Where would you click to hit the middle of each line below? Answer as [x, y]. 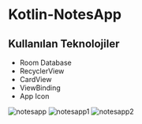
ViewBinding [40, 88]
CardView [35, 79]
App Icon [34, 96]
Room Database [46, 62]
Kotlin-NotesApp [65, 15]
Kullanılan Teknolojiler [64, 44]
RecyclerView [42, 71]
